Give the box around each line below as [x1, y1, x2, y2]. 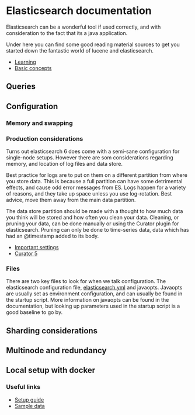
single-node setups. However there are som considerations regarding [6, 154, 173, 161]
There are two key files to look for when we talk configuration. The [6, 278, 166, 285]
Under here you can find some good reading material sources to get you [6, 41, 180, 48]
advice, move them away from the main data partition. [6, 196, 136, 203]
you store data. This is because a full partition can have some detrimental [6, 177, 183, 184]
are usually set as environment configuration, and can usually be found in [6, 290, 183, 297]
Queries [6, 82, 36, 92]
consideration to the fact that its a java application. [6, 29, 128, 36]
